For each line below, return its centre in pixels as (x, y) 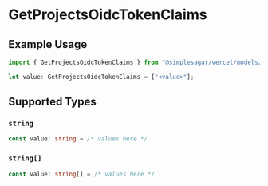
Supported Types (53, 102)
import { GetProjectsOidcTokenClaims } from (83, 62)
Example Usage (48, 44)
